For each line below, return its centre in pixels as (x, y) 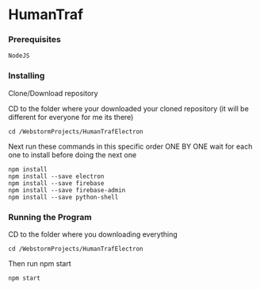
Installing (27, 75)
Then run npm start (40, 264)
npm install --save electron (56, 176)
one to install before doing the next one (73, 155)
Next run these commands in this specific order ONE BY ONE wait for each (130, 146)
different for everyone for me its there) (71, 117)
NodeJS (19, 56)
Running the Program (50, 217)
